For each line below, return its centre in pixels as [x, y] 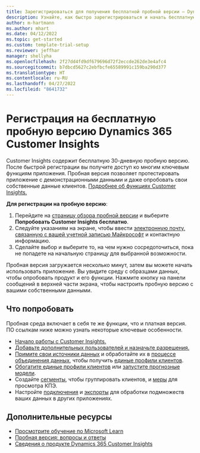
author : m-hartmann [30, 23]
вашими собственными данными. [49, 290]
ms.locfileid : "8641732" [37, 89]
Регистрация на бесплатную [81, 119]
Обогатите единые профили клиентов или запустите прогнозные [97, 367]
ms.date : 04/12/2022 [32, 34]
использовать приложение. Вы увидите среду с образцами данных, [93, 271]
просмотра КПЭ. [36, 386]
